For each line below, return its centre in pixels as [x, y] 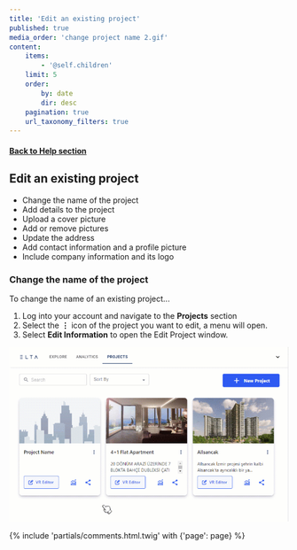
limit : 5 [41, 75]
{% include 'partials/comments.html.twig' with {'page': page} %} [127, 535]
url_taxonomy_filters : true [77, 121]
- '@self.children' [77, 66]
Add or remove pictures [65, 228]
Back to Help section [48, 151]
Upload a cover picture [64, 219]
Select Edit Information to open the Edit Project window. [125, 334]
